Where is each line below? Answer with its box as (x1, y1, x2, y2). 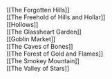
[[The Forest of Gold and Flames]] (6, 49, 104, 58)
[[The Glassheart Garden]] (6, 27, 82, 36)
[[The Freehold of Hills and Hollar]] (6, 13, 106, 21)
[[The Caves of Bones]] (6, 43, 73, 50)
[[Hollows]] (6, 21, 39, 28)
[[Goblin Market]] (6, 35, 56, 43)
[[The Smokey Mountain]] (6, 57, 80, 65)
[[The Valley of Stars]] (6, 65, 70, 72)
